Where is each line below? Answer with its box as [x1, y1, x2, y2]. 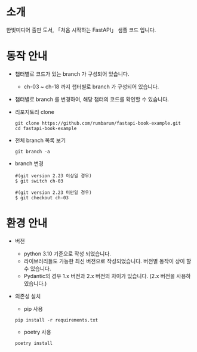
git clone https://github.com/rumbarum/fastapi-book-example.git [14, 120, 181, 126]
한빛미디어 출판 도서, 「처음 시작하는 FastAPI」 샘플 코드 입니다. [6, 26, 156, 33]
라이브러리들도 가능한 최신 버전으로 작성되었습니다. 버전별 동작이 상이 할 [23, 257, 192, 264]
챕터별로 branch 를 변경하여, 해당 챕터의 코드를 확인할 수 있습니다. [14, 95, 169, 103]
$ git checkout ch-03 [14, 194, 69, 200]
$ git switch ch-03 [14, 178, 64, 184]
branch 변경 [14, 159, 44, 167]
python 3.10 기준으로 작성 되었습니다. [23, 250, 112, 257]
